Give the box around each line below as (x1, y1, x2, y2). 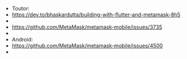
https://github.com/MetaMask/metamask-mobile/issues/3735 (11, 23, 163, 30)
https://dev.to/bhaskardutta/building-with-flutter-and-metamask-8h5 (11, 11, 181, 18)
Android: (11, 36, 33, 43)
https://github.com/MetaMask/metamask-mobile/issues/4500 (11, 42, 163, 49)
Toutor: (11, 5, 30, 12)
